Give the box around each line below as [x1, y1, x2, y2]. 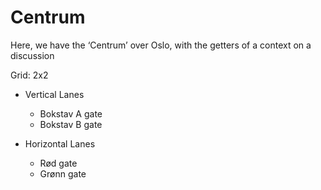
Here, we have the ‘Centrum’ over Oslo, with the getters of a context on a [10, 39, 312, 51]
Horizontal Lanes [24, 137, 96, 150]
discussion [10, 49, 55, 61]
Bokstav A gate [39, 107, 103, 120]
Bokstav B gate [39, 118, 103, 130]
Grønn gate [39, 167, 87, 180]
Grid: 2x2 [10, 69, 49, 81]
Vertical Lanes [24, 88, 85, 100]
